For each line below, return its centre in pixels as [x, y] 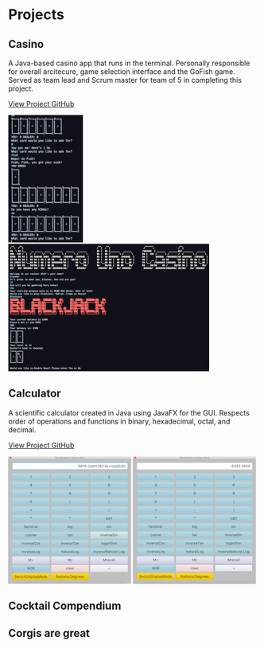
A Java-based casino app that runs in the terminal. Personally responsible [129, 63]
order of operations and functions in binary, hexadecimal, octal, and [119, 421]
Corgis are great [49, 633]
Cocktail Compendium [65, 606]
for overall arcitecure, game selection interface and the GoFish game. [122, 72]
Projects [37, 15]
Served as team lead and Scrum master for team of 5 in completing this [125, 80]
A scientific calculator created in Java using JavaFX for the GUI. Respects [129, 412]
